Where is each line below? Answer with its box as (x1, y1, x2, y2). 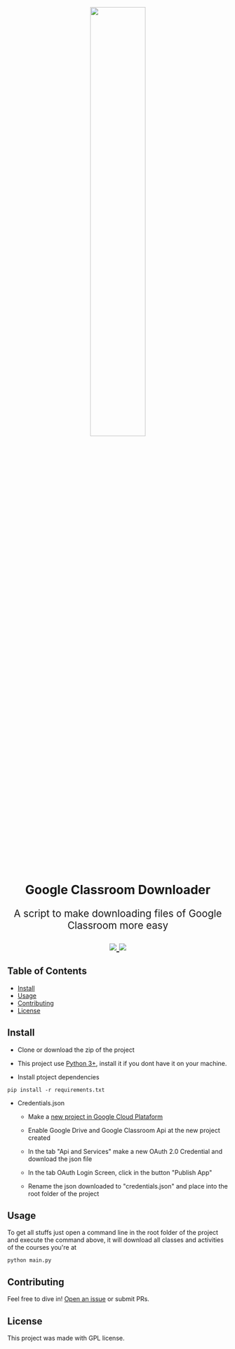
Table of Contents (7, 965, 88, 977)
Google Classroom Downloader (25, 882, 211, 898)
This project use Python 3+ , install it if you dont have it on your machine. (17, 1059, 227, 1067)
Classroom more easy (67, 919, 168, 931)
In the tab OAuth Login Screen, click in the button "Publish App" (27, 1168, 213, 1177)
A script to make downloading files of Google (13, 907, 222, 920)
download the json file (27, 1155, 93, 1163)
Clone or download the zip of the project (17, 1046, 135, 1054)
